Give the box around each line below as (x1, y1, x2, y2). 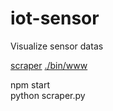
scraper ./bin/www (10, 59, 88, 71)
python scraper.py (10, 89, 86, 101)
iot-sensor (10, 7, 100, 30)
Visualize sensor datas (10, 40, 104, 52)
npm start (10, 78, 51, 91)
